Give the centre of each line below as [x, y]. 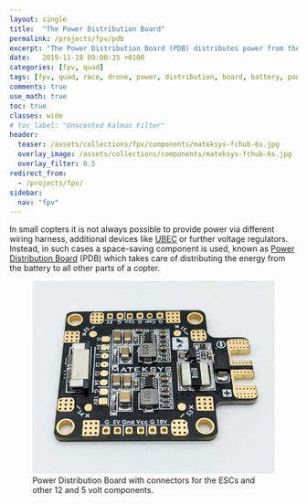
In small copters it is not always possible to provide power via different [142, 229]
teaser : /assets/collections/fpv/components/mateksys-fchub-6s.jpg [149, 145]
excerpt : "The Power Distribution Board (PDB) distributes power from [147, 48]
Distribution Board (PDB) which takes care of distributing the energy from [148, 258]
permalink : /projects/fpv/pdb [67, 38]
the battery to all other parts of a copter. [85, 268]
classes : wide [37, 115]
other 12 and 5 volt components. [93, 489]
